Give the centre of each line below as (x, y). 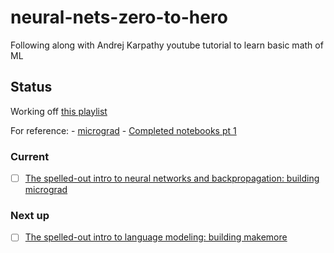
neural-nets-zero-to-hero (119, 17)
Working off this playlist (59, 111)
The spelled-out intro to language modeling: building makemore (156, 237)
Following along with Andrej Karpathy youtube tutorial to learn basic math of (167, 45)
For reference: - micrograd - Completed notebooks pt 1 (123, 130)
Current (30, 156)
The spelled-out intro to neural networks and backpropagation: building (172, 178)
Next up (30, 216)
